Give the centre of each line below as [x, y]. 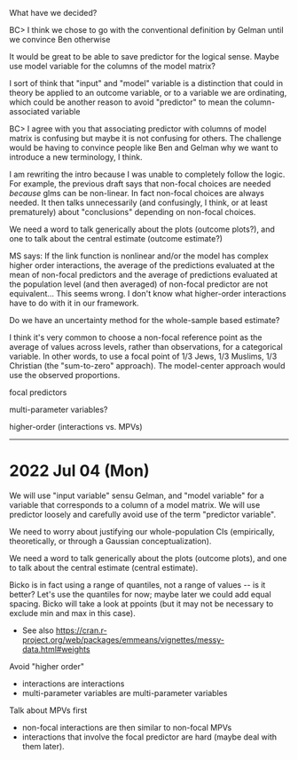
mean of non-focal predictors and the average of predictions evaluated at [143, 275]
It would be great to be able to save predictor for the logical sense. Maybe [144, 56]
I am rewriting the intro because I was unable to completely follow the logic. [147, 174]
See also [38, 630]
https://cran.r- [82, 630]
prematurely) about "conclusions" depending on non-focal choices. [133, 212]
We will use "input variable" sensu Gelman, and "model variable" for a [137, 495]
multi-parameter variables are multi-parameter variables [125, 693]
